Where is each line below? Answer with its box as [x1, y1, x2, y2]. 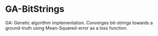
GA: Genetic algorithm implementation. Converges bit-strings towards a [5, 20, 153, 26]
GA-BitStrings [5, 3, 65, 15]
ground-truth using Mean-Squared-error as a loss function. [5, 25, 128, 31]
